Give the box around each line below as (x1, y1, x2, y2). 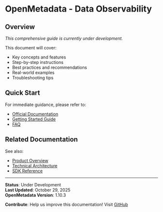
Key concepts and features (12, 54, 66, 60)
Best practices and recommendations (12, 64, 87, 70)
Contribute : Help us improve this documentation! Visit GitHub (5, 201, 128, 207)
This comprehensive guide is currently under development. (5, 35, 123, 41)
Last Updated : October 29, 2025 (5, 187, 71, 193)
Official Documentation (12, 111, 58, 117)
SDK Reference (12, 168, 43, 174)
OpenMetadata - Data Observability (5, 3, 152, 15)
